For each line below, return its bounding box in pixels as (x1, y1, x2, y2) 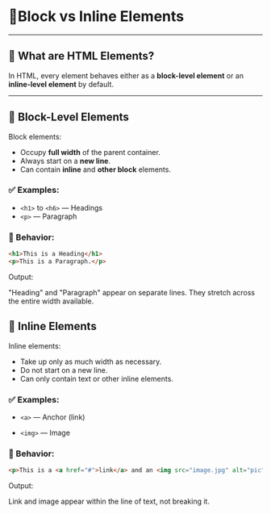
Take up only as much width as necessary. (19, 357, 162, 366)
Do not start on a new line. (19, 365, 108, 374)
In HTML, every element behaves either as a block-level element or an (8, 70, 244, 80)
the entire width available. (8, 296, 94, 306)
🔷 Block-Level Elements (8, 111, 129, 124)
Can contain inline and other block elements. (19, 165, 172, 174)
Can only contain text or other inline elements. (19, 374, 173, 383)
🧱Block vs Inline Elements (8, 7, 184, 26)
